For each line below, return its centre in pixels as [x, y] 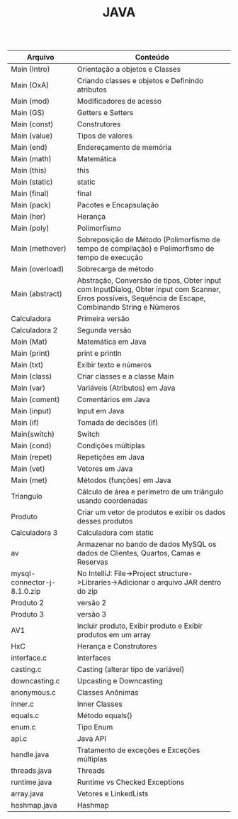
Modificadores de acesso [119, 101]
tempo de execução [110, 257]
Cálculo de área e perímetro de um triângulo [150, 492]
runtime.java [32, 782]
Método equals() [104, 715]
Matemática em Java [112, 342]
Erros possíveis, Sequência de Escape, [141, 298]
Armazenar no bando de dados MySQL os [147, 544]
